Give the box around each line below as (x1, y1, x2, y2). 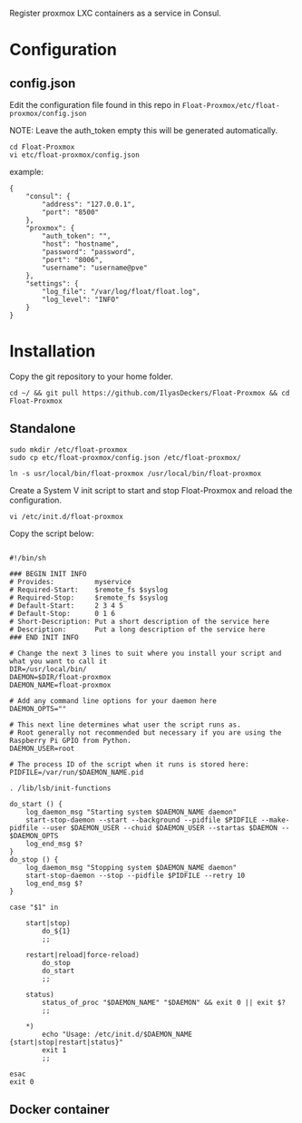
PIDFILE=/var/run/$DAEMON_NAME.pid (9, 767, 144, 776)
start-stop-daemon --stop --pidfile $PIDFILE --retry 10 (25, 871, 246, 880)
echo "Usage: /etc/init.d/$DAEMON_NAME (42, 1030, 193, 1039)
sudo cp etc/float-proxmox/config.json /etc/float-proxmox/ (9, 453, 242, 462)
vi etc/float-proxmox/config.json (9, 151, 141, 160)
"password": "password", (42, 248, 136, 257)
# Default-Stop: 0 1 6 (9, 609, 116, 618)
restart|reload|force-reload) (25, 950, 141, 960)
